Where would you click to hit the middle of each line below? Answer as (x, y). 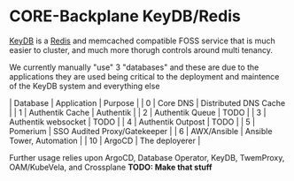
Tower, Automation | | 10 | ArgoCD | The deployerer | (105, 140)
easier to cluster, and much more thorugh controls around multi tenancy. (141, 49)
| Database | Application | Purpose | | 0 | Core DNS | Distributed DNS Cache (147, 102)
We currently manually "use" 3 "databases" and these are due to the (134, 67)
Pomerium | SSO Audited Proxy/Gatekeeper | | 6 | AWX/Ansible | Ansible (141, 131)
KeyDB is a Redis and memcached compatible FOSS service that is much (143, 41)
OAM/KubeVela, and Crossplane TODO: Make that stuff (111, 167)
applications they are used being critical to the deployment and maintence (144, 76)
